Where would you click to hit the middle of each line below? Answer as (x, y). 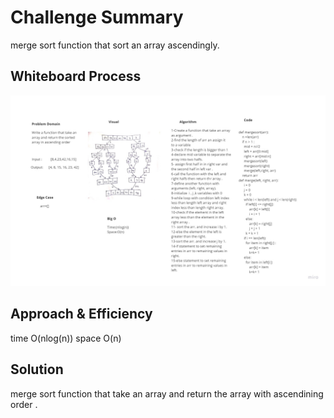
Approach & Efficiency (81, 314)
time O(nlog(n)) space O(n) (66, 338)
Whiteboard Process (76, 76)
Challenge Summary (97, 17)
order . (24, 404)
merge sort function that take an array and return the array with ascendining (167, 393)
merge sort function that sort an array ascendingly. (115, 45)
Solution (37, 369)
